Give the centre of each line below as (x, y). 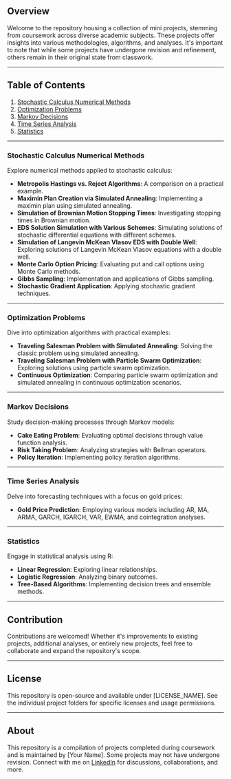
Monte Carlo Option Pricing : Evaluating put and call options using (111, 264)
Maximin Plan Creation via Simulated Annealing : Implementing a (110, 198)
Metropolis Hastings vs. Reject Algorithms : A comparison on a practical (120, 183)
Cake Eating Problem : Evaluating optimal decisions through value (110, 435)
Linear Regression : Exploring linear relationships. (87, 570)
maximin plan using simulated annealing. (75, 205)
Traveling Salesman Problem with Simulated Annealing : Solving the (115, 346)
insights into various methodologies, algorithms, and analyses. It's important (115, 42)
